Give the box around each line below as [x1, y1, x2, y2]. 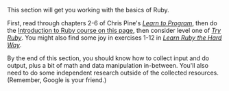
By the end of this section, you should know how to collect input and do [7, 54, 210, 62]
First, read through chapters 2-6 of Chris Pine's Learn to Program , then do [7, 19, 217, 27]
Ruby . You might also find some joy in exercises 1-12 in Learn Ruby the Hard [7, 34, 222, 42]
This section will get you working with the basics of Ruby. [7, 6, 169, 14]
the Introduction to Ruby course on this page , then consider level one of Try [7, 27, 221, 34]
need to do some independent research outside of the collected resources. [7, 68, 219, 77]
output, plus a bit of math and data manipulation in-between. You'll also [7, 62, 209, 69]
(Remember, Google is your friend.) [7, 76, 107, 84]
